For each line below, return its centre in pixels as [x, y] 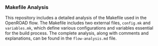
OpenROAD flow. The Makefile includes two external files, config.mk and [78, 23]
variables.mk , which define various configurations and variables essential [79, 28]
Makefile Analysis [27, 7]
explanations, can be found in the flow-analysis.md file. [61, 38]
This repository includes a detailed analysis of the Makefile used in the [76, 18]
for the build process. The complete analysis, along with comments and [77, 33]
